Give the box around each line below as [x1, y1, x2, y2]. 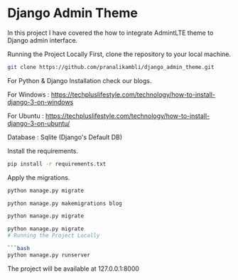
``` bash [7, 245, 31, 252]
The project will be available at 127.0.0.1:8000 [7, 264, 140, 273]
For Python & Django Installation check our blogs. [7, 76, 152, 85]
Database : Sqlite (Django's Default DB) [7, 133, 123, 141]
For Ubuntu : [7, 112, 44, 120]
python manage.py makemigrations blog [7, 200, 122, 207]
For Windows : [7, 90, 50, 99]
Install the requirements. [7, 146, 78, 155]
